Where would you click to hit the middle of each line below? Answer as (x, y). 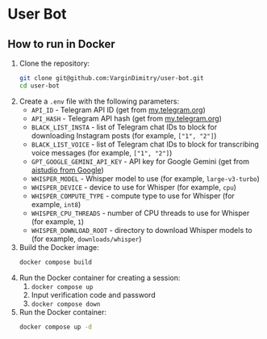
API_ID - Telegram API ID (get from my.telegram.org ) (119, 109)
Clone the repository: (54, 63)
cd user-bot (39, 86)
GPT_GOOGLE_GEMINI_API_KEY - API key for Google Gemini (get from (140, 161)
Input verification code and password (93, 295)
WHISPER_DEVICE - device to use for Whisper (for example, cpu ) (134, 187)
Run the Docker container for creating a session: (100, 278)
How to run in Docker (62, 44)
